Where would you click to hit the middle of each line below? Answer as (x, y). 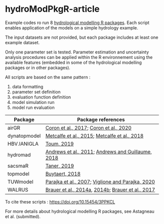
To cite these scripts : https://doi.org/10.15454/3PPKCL (60, 201)
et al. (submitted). (23, 216)
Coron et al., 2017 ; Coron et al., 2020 (89, 127)
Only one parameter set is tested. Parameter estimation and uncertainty (77, 52)
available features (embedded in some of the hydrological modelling (73, 62)
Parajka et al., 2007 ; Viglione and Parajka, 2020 (100, 181)
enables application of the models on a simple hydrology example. (72, 27)
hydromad (19, 154)
